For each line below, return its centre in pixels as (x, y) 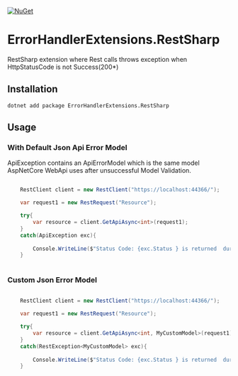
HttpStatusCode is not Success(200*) (63, 67)
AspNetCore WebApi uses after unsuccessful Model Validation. (99, 171)
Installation (33, 89)
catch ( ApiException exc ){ (58, 235)
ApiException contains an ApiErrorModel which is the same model (103, 163)
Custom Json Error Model (52, 280)
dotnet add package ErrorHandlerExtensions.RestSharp (89, 106)
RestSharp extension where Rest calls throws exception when (97, 59)
